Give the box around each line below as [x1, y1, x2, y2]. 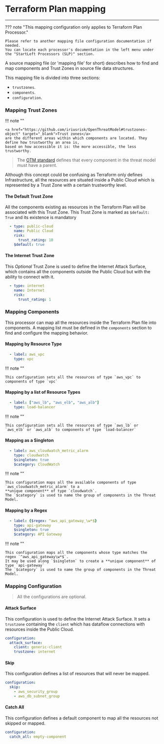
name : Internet [14, 288, 45, 293]
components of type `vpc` [5, 379, 58, 384]
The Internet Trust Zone [5, 253, 55, 259]
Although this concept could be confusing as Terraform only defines [5, 172, 143, 178]
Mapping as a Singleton [5, 438, 54, 443]
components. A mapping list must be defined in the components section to [5, 324, 152, 330]
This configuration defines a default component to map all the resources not [5, 715, 159, 721]
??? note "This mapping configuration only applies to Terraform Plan [5, 24, 143, 30]
